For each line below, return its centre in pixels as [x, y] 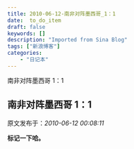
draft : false [26, 27]
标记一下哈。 [26, 138]
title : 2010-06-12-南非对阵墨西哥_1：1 [62, 14]
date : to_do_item [34, 20]
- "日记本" [34, 60]
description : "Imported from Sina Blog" [68, 40]
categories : [25, 53]
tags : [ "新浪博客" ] [34, 46]
